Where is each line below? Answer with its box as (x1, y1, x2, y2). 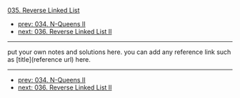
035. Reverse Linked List (7, 6, 80, 14)
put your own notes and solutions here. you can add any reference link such (7, 48, 231, 56)
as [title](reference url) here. (7, 55, 91, 63)
